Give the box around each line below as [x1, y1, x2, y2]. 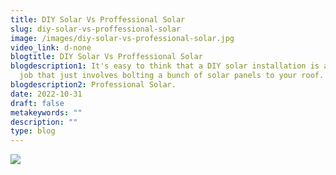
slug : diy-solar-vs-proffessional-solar [10, 24, 182, 34]
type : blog [10, 126, 56, 136]
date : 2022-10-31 [10, 89, 83, 99]
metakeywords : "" [10, 107, 83, 118]
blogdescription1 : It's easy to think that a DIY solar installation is [10, 61, 320, 71]
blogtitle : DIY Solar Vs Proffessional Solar [10, 52, 203, 62]
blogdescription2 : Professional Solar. [10, 80, 177, 90]
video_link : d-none [10, 42, 92, 53]
